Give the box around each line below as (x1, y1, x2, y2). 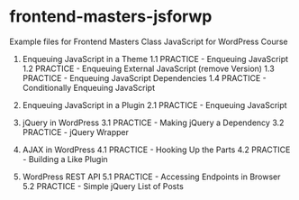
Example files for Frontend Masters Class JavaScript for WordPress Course (9, 36, 288, 47)
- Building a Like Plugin (22, 153, 108, 164)
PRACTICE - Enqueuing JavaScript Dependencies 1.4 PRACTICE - (22, 72, 267, 83)
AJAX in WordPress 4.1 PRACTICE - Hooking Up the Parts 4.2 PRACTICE (22, 144, 291, 155)
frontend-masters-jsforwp (9, 6, 213, 27)
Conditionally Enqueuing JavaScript (22, 82, 156, 93)
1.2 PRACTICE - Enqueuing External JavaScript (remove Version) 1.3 (22, 63, 275, 74)
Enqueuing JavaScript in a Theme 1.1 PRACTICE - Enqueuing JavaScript (22, 53, 289, 64)
